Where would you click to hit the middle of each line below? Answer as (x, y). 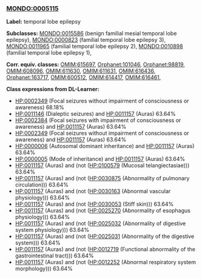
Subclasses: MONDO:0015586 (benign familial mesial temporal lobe (92, 33)
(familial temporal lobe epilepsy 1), (49, 53)
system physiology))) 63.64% (52, 230)
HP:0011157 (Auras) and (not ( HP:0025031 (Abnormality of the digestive (105, 236)
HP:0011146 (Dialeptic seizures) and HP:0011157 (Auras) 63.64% (95, 114)
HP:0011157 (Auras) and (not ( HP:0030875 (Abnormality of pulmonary (102, 178)
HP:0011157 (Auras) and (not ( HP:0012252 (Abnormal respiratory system (105, 262)
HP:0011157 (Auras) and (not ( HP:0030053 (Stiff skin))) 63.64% (94, 204)
